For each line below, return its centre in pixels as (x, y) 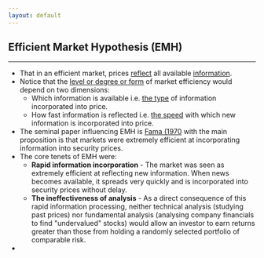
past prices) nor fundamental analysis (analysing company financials (143, 215)
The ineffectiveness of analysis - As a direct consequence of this (139, 198)
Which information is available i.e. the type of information (124, 98)
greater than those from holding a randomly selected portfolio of (135, 231)
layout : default (35, 15)
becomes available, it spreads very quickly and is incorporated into (140, 182)
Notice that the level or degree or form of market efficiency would (126, 82)
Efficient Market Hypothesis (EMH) (95, 47)
